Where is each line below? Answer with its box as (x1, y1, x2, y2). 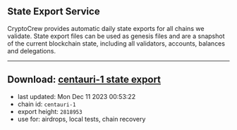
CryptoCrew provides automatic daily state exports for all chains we (7, 24, 205, 32)
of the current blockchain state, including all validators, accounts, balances (7, 39, 226, 48)
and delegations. (7, 46, 56, 55)
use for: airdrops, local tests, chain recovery (17, 115, 146, 123)
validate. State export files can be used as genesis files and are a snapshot (7, 32, 225, 40)
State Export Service (7, 6, 100, 18)
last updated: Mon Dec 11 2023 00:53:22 (17, 92, 136, 100)
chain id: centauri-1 (17, 100, 76, 108)
